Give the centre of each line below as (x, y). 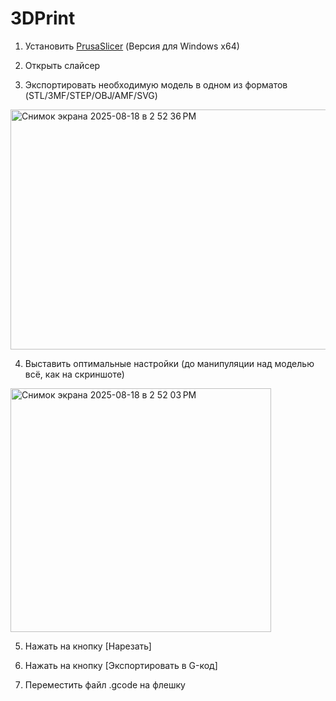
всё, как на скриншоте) (74, 374)
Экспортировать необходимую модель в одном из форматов (156, 84)
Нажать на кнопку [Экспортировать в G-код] (121, 665)
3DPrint (43, 18)
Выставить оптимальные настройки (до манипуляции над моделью (169, 363)
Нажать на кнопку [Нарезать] (88, 646)
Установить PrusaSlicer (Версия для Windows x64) (132, 46)
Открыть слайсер (62, 65)
